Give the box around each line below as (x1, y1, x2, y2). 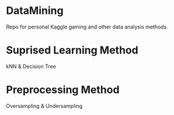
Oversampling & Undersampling (6, 102, 83, 109)
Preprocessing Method (6, 83, 120, 96)
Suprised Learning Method (6, 44, 138, 57)
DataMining (6, 4, 64, 17)
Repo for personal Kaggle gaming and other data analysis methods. (6, 23, 168, 30)
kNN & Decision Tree (6, 63, 57, 70)
